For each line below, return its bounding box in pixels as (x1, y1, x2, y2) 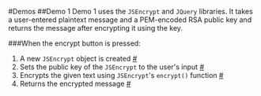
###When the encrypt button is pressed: (8, 39, 141, 48)
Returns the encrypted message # (19, 79, 131, 88)
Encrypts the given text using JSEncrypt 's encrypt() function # (19, 71, 224, 79)
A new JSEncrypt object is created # (19, 54, 138, 63)
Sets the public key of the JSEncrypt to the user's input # (19, 62, 204, 72)
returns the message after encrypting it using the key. (8, 24, 183, 32)
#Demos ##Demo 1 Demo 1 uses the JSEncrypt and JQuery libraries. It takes (8, 7, 253, 16)
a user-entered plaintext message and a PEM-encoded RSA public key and (8, 15, 252, 24)
